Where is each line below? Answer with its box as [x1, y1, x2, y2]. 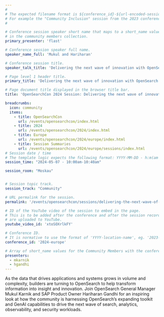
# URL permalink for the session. [5, 195, 76, 200]
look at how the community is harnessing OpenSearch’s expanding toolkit [5, 296, 153, 302]
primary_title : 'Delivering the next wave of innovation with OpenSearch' [5, 79, 161, 83]
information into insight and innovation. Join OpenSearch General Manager [5, 286, 156, 292]
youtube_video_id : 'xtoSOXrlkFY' [5, 222, 73, 227]
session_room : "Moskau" [5, 169, 54, 174]
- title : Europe [14, 133, 47, 138]
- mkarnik [9, 258, 29, 262]
